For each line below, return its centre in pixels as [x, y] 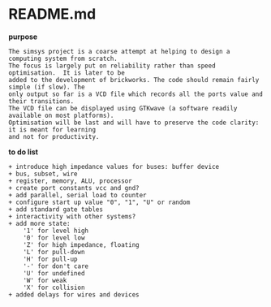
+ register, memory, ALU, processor [70, 181]
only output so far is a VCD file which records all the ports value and [136, 94]
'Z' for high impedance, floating [81, 244]
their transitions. [41, 101]
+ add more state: [39, 223]
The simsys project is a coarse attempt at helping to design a [119, 51]
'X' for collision [54, 288]
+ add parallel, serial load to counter [78, 195]
